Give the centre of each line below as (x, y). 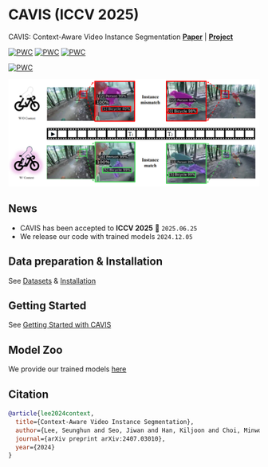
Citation (29, 394)
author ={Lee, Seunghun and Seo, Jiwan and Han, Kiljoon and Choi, (128, 430)
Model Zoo (35, 349)
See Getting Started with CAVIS (60, 325)
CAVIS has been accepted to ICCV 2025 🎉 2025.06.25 (108, 228)
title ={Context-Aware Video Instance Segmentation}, (105, 422)
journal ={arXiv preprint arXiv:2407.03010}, (91, 439)
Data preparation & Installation (86, 262)
